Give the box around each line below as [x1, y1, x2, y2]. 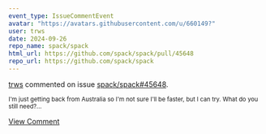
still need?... [8, 102, 42, 110]
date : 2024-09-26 [8, 34, 67, 43]
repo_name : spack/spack [8, 42, 89, 50]
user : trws [8, 27, 45, 35]
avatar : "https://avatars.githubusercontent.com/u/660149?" [8, 19, 217, 28]
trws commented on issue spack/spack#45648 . [8, 79, 169, 89]
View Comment [8, 116, 60, 126]
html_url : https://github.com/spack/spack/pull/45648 [8, 50, 195, 58]
